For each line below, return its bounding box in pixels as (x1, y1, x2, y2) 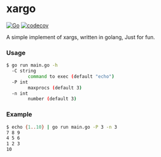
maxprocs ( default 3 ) (28, 85, 83, 91)
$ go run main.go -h (6, 62, 58, 68)
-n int (11, 90, 28, 97)
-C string (11, 68, 36, 74)
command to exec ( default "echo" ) (28, 73, 115, 80)
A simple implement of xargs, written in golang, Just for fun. (6, 33, 156, 40)
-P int (11, 79, 28, 85)
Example (6, 111, 33, 119)
